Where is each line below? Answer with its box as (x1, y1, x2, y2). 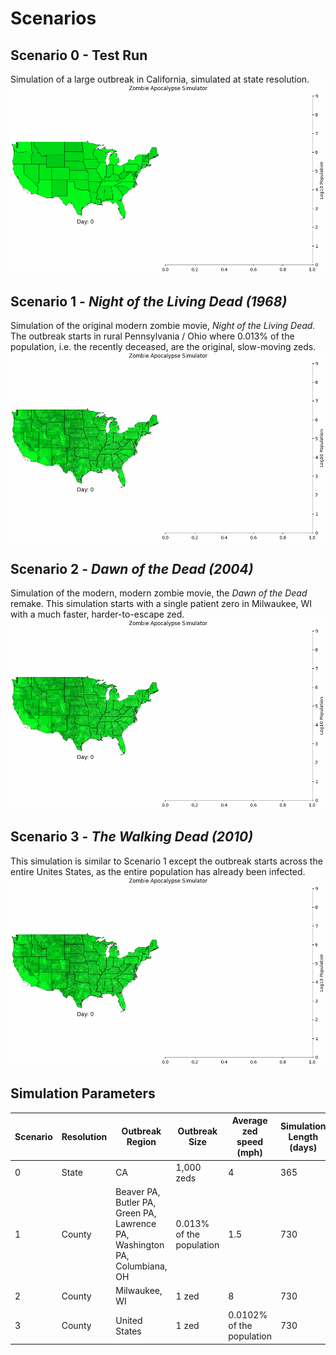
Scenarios (10, 7, 97, 30)
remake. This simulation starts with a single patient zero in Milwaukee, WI (10, 598, 313, 610)
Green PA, (115, 1207, 157, 1219)
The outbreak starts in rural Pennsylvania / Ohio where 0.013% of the (10, 330, 295, 342)
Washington (115, 1238, 165, 1251)
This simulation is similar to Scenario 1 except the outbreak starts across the (10, 855, 323, 867)
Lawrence (115, 1217, 157, 1229)
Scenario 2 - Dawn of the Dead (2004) (10, 560, 254, 577)
